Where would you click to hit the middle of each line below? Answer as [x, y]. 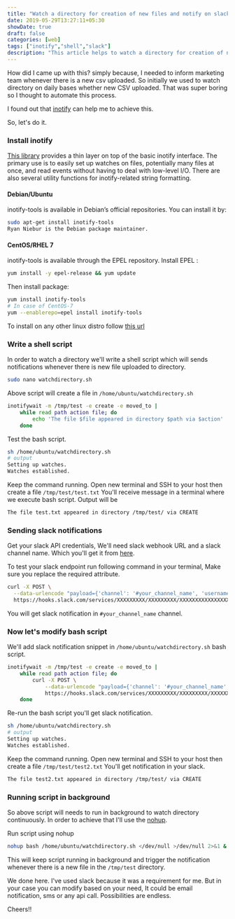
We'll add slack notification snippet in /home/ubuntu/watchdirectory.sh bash [117, 647]
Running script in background [59, 797]
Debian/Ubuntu [30, 194]
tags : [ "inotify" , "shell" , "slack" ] [59, 46]
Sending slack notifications [55, 530]
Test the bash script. [37, 439]
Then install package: [38, 287]
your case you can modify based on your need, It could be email [100, 888]
